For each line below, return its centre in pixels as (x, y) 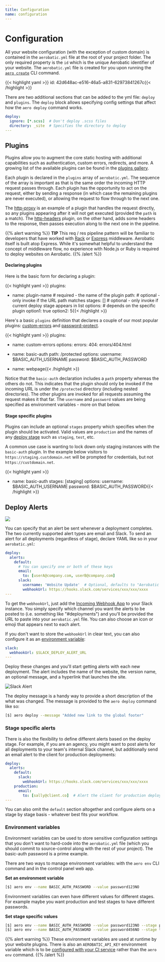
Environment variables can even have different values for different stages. (80, 896)
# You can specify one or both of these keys (65, 566)
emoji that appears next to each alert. (43, 624)
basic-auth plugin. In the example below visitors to (56, 452)
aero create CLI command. (33, 73)
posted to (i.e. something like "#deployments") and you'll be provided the (79, 614)
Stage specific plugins (28, 416)
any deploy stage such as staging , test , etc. (50, 437)
